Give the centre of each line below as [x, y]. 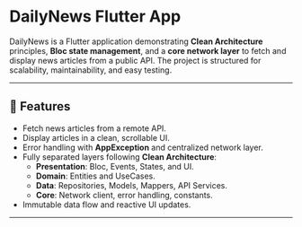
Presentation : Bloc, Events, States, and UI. [115, 166]
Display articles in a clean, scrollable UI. [96, 137]
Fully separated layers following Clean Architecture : [120, 157]
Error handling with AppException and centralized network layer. [142, 147]
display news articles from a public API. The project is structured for [135, 60]
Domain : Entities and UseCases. [95, 176]
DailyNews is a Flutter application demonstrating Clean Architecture [136, 41]
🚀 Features [40, 106]
